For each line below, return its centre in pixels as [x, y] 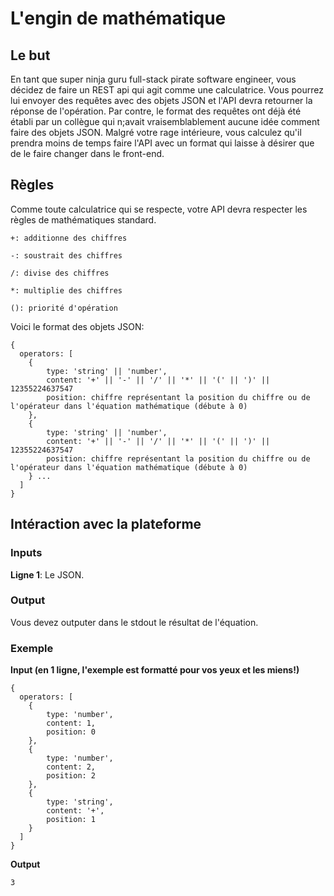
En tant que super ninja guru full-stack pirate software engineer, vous [153, 79]
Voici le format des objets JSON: [77, 326]
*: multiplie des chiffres [66, 290]
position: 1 [71, 820]
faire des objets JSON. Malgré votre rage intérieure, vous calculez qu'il [156, 132]
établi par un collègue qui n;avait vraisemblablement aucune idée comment [165, 121]
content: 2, [71, 767]
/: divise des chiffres [60, 273]
